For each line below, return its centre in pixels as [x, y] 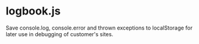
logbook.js [33, 11]
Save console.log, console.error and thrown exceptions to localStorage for [99, 28]
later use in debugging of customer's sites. [60, 34]
